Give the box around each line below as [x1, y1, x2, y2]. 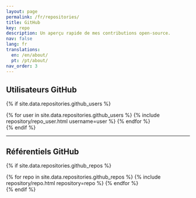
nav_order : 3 [6, 63, 38, 69]
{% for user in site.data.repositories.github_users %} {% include [6, 112, 160, 119]
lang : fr [6, 42, 27, 47]
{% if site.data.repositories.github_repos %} [6, 162, 112, 169]
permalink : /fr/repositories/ [6, 14, 80, 20]
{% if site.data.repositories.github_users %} [6, 100, 111, 107]
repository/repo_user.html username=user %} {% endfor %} [6, 118, 150, 125]
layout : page [6, 8, 38, 15]
